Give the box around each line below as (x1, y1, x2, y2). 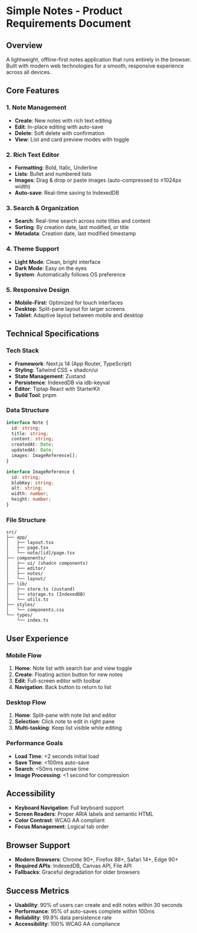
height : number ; (11, 496, 51, 503)
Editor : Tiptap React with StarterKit (14, 385, 100, 392)
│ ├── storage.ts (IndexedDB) (6, 591, 86, 597)
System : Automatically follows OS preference (14, 271, 126, 278)
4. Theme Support (6, 244, 60, 253)
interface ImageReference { (6, 469, 75, 475)
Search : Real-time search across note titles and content (14, 217, 151, 224)
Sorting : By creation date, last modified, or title (14, 224, 129, 231)
